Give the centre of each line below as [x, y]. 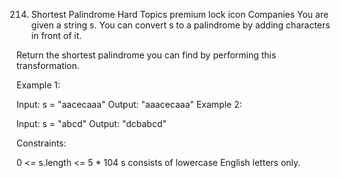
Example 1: [38, 85]
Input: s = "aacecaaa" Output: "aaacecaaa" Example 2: [129, 104]
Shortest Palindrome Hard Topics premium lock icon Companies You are [179, 14]
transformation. [48, 65]
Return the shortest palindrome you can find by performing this [146, 55]
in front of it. [56, 35]
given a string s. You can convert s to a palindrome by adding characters [180, 25]
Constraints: [41, 143]
